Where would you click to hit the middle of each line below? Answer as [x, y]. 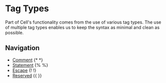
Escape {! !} [24, 70]
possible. [14, 32]
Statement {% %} [30, 65]
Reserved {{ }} [27, 75]
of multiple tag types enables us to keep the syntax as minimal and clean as [83, 27]
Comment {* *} [28, 60]
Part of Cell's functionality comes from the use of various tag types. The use [83, 22]
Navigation [22, 48]
